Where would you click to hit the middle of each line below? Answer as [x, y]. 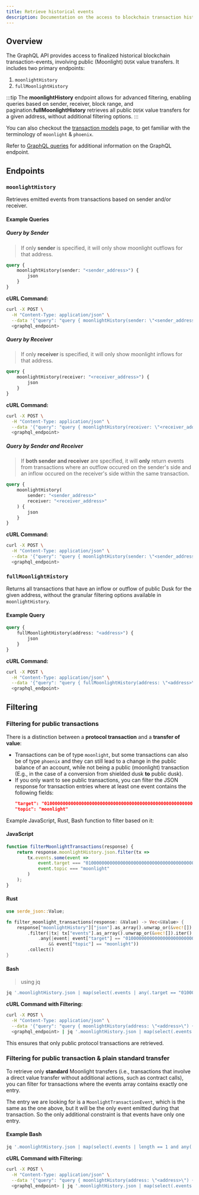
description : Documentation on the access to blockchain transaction [94, 17]
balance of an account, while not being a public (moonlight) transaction [102, 767]
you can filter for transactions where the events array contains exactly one [97, 1084]
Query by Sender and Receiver [45, 446]
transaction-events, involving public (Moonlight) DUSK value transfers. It [93, 62]
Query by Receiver [30, 339]
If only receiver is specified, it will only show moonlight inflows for [102, 354]
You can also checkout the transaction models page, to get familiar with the [98, 128]
